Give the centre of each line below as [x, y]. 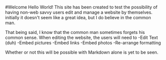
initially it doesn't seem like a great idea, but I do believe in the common [78, 17]
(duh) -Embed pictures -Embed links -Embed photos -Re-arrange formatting [83, 43]
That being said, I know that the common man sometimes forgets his [75, 32]
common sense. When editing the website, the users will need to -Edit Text [82, 37]
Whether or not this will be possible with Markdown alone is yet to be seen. [82, 52]
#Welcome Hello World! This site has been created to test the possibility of [81, 7]
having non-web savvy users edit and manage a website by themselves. [79, 12]
